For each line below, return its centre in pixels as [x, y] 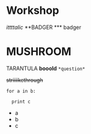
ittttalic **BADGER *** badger [44, 27]
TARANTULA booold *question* [46, 68]
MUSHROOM [39, 52]
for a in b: [21, 91]
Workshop [33, 11]
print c [21, 101]
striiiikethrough [25, 80]
